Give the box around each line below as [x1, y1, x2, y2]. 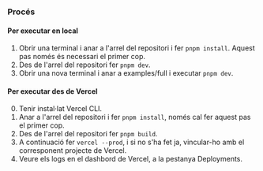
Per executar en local [7, 26, 78, 35]
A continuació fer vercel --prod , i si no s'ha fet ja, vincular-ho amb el [18, 137, 245, 147]
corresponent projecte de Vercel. [18, 146, 127, 155]
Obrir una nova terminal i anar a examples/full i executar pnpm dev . [18, 69, 234, 78]
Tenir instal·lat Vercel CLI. [18, 104, 103, 113]
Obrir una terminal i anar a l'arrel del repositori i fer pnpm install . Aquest [18, 43, 256, 53]
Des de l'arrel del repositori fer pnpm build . [18, 129, 158, 139]
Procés [7, 6, 36, 17]
